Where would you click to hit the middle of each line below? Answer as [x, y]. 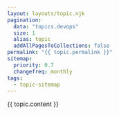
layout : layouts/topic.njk [46, 14]
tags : [15, 78]
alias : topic [32, 39]
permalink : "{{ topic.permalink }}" [60, 53]
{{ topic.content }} [33, 104]
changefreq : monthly [43, 71]
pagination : [24, 20]
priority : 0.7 [34, 65]
